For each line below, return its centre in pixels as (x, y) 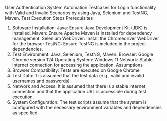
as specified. (25, 113)
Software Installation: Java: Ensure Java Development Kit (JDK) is (80, 28)
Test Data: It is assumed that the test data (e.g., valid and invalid (78, 76)
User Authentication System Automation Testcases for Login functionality (81, 7)
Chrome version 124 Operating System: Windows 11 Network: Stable (83, 59)
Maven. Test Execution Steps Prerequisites (49, 18)
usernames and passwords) (41, 81)
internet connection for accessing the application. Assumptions (78, 65)
